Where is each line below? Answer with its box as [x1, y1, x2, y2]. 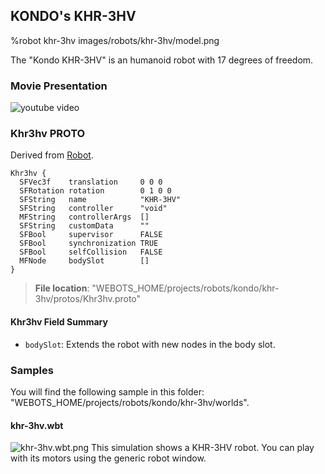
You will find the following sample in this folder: [10, 385, 205, 398]
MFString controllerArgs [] [19, 212, 150, 223]
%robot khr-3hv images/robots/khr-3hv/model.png [10, 34, 220, 46]
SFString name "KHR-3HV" [19, 195, 182, 205]
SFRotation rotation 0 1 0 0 [19, 186, 172, 196]
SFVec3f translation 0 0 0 [19, 177, 163, 188]
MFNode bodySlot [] [19, 256, 150, 266]
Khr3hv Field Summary [10, 316, 108, 328]
